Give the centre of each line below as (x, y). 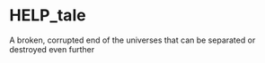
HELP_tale (48, 16)
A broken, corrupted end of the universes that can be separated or (132, 40)
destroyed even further (52, 49)
